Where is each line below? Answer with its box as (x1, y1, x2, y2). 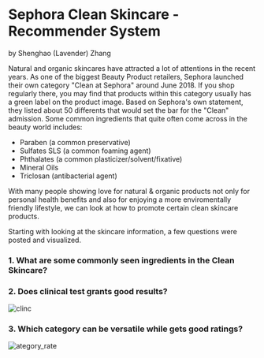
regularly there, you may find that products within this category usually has (8, 88, 252, 98)
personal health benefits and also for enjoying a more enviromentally (8, 195, 232, 204)
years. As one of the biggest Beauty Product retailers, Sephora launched (8, 72, 244, 81)
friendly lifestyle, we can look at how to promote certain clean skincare (8, 203, 239, 212)
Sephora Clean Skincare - (8, 6, 180, 24)
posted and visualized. (8, 235, 81, 244)
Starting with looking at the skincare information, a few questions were (8, 226, 238, 236)
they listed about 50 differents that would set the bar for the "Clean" (8, 105, 229, 115)
